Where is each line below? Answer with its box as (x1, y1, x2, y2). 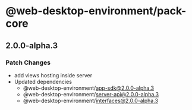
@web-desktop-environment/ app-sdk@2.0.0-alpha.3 (23, 84, 155, 92)
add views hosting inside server (14, 71, 93, 78)
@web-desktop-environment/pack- (5, 4, 187, 18)
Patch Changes (5, 58, 51, 67)
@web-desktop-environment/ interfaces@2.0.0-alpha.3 (23, 97, 159, 104)
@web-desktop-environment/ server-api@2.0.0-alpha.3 (23, 90, 159, 98)
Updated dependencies (14, 78, 73, 85)
